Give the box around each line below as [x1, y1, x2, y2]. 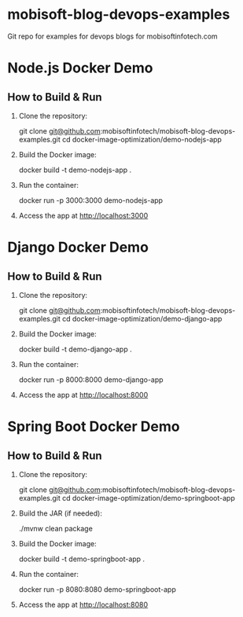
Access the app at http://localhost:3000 [18, 211, 149, 220]
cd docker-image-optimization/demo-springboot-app [61, 493, 235, 502]
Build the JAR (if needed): [18, 509, 103, 518]
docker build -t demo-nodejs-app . [18, 165, 132, 174]
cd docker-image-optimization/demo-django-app [61, 314, 223, 323]
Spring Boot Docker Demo [7, 418, 180, 435]
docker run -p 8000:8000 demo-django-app [18, 375, 164, 384]
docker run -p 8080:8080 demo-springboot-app [18, 584, 176, 594]
